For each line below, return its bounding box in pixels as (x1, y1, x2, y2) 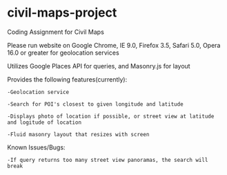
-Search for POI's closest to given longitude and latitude (7, 100, 184, 108)
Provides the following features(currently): (7, 75, 128, 84)
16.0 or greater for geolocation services (7, 48, 119, 57)
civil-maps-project (7, 5, 117, 21)
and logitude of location (7, 119, 81, 126)
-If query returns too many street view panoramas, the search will (7, 156, 208, 163)
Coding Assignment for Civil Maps (7, 28, 105, 36)
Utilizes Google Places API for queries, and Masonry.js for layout (7, 62, 191, 70)
